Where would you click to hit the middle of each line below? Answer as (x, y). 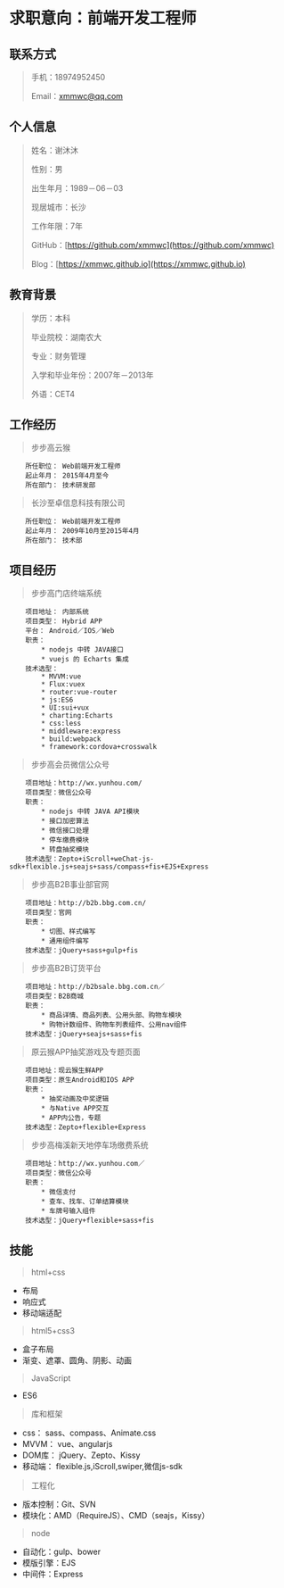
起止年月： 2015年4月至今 (67, 476)
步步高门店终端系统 (66, 594)
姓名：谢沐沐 (54, 150)
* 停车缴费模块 (65, 840)
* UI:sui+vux (65, 708)
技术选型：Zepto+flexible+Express (86, 1127)
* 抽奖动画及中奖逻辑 (75, 1099)
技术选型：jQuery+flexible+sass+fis (89, 1221)
